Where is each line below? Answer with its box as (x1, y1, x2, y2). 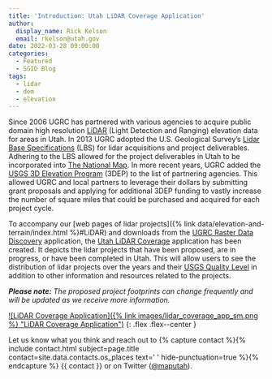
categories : (8, 50, 49, 58)
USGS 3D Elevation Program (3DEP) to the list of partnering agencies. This (8, 169, 258, 179)
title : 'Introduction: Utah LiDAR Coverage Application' (8, 11, 205, 20)
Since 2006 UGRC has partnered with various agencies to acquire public (8, 117, 252, 127)
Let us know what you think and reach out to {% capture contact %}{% (8, 335, 246, 345)
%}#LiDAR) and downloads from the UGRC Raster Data (69, 228, 254, 238)
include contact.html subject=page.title (8, 344, 140, 354)
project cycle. (8, 204, 54, 213)
